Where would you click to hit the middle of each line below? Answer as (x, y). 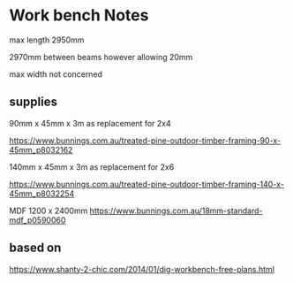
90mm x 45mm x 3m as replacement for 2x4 (90, 123)
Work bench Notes (79, 15)
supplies (33, 102)
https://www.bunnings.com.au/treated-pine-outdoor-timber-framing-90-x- (145, 140)
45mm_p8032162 (41, 149)
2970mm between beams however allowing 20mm (101, 57)
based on (35, 248)
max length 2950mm (47, 40)
